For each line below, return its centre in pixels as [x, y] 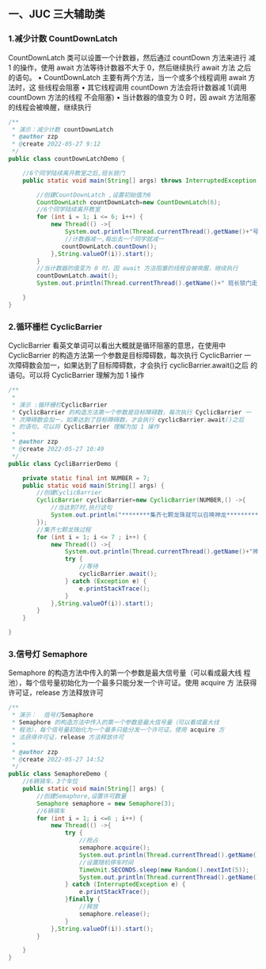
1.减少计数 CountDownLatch [63, 39]
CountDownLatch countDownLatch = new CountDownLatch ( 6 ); [129, 202]
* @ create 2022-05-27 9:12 [56, 144]
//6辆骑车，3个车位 [50, 782]
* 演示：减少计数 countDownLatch [63, 129]
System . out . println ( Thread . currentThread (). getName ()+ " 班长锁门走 [147, 284]
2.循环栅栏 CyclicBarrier [55, 326]
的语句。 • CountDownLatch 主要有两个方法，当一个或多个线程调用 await [127, 77]
